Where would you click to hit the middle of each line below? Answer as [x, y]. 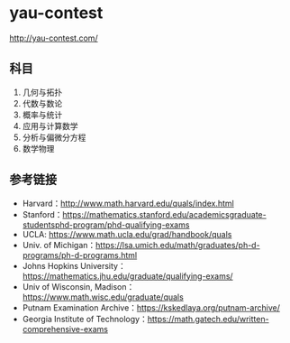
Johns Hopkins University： [74, 265]
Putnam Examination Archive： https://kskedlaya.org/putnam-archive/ [151, 307]
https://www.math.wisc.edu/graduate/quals [103, 297]
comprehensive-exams [65, 329]
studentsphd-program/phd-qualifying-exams [106, 225]
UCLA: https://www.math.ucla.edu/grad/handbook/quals [127, 234]
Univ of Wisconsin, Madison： [78, 286]
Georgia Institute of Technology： [85, 319]
